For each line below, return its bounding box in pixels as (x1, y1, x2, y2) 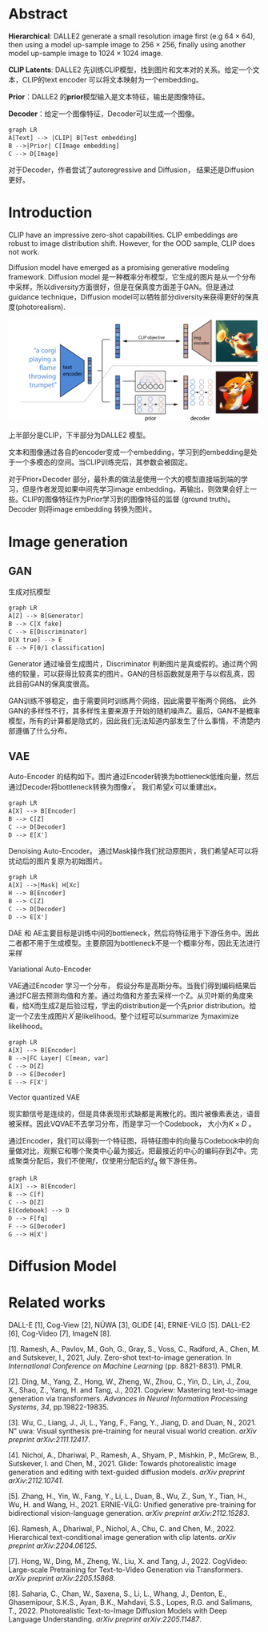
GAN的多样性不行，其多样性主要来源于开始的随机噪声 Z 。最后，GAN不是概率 (8, 705, 261, 715)
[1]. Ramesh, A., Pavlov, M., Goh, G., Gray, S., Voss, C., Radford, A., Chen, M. (8, 1344, 261, 1353)
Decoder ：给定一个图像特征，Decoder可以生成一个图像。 (8, 109, 199, 119)
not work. (8, 247, 40, 256)
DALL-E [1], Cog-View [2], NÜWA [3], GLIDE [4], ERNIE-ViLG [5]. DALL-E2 (8, 1320, 250, 1329)
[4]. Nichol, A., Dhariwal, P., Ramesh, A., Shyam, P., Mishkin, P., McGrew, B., (8, 1450, 259, 1460)
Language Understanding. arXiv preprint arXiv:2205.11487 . (8, 1614, 202, 1624)
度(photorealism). (8, 302, 66, 312)
